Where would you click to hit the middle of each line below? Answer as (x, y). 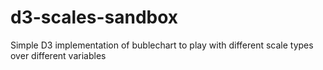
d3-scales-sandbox (94, 17)
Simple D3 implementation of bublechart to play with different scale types (162, 45)
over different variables (58, 55)
